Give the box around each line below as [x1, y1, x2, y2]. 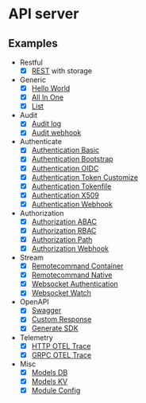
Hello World [31, 84, 71, 93]
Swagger [31, 306, 62, 315]
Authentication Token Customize [31, 172, 139, 182]
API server [8, 5, 79, 23]
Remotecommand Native [31, 270, 113, 280]
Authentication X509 [31, 190, 99, 200]
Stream [19, 252, 44, 263]
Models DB [31, 367, 68, 377]
